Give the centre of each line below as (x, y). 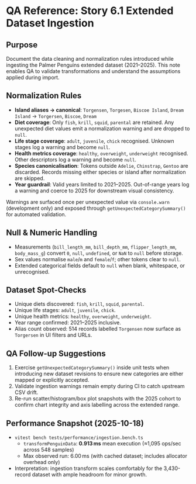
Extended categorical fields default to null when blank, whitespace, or (100, 265)
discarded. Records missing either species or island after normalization (100, 172)
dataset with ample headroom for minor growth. (90, 475)
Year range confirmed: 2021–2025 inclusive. (68, 323)
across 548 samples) (49, 450)
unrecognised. (32, 272)
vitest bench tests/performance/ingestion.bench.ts (79, 438)
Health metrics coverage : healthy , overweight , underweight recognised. (101, 153)
